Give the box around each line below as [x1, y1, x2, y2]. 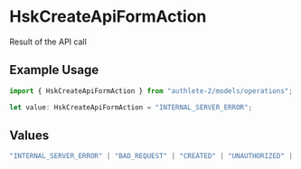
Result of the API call [9, 36, 88, 47]
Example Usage [9, 62, 99, 78]
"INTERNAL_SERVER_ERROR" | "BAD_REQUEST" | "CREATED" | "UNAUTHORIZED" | [9, 152, 294, 161]
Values [9, 127, 50, 143]
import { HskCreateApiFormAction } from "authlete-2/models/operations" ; [9, 86, 294, 96]
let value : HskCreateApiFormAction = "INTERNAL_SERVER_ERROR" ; [9, 102, 253, 112]
